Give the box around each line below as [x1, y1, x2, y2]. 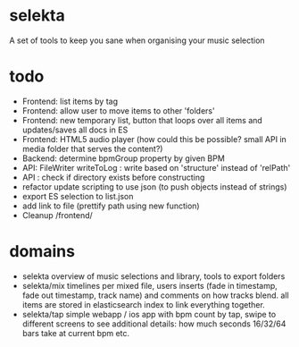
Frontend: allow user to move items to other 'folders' [21, 105, 216, 116]
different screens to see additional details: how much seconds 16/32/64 [21, 318, 287, 329]
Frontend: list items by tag [21, 96, 119, 106]
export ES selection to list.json [21, 190, 134, 201]
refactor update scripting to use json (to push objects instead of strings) [21, 181, 287, 192]
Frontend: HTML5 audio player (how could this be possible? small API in [21, 133, 287, 144]
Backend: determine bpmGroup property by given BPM [21, 153, 225, 164]
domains [9, 241, 76, 262]
